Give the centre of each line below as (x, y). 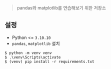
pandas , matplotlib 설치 (36, 43)
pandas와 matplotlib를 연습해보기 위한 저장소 (61, 8)
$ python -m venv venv (28, 53)
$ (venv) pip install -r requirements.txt (49, 61)
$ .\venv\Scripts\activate (33, 57)
